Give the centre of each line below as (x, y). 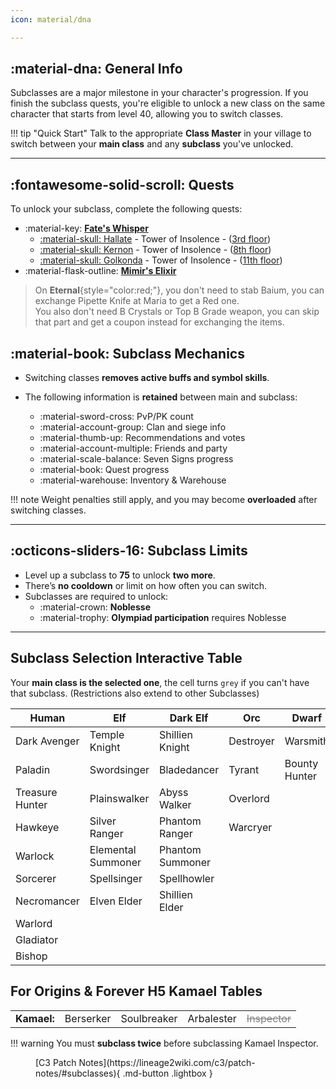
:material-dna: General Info (96, 69)
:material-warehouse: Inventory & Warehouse (133, 480)
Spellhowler (186, 878)
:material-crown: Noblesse (95, 607)
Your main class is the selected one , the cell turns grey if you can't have (160, 682)
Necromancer (47, 901)
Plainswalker (119, 798)
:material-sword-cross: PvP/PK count (116, 417)
